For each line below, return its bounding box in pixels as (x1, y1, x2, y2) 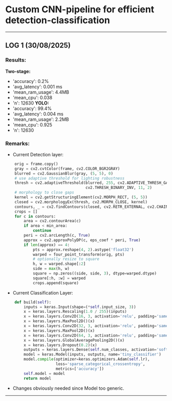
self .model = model (24, 371, 66, 376)
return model (24, 375, 52, 381)
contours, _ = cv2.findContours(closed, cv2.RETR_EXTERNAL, (14, 204, 145, 209)
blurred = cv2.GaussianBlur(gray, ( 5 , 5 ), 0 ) (14, 171, 114, 176)
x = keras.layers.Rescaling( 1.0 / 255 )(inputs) (24, 309, 127, 314)
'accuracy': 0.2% (12, 78, 49, 84)
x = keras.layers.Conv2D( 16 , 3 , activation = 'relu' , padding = (24, 314, 157, 319)
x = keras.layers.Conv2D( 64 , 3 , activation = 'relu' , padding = (24, 333, 157, 338)
